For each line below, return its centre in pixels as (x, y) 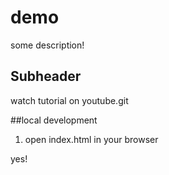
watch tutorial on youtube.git (69, 100)
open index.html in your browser (91, 139)
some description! (47, 45)
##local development (54, 120)
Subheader (46, 76)
